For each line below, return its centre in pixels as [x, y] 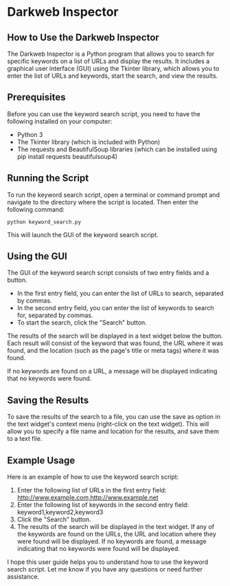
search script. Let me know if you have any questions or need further [105, 569]
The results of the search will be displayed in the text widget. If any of [116, 527]
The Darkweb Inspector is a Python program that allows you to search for [111, 54]
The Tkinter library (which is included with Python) [89, 142]
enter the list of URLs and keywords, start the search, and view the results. [113, 76]
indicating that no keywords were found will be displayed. [98, 549]
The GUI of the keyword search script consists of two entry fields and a [108, 273]
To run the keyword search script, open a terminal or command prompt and [113, 195]
